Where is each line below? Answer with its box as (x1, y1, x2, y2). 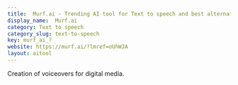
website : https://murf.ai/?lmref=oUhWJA (7, 43, 129, 50)
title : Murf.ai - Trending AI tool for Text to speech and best (7, 10, 204, 18)
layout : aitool (7, 50, 52, 57)
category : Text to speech (7, 23, 84, 30)
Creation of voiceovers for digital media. (7, 69, 125, 78)
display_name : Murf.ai (7, 17, 78, 24)
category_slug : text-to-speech (7, 30, 100, 38)
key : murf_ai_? (7, 37, 52, 44)
